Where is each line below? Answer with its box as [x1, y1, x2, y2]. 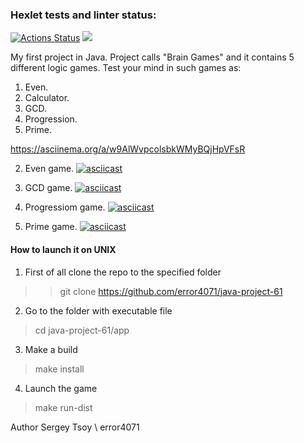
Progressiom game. [24, 201, 106, 213]
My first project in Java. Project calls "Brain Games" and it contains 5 [10, 51, 295, 63]
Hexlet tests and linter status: [10, 8, 157, 22]
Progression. [24, 113, 78, 125]
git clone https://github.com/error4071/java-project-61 [59, 285, 283, 297]
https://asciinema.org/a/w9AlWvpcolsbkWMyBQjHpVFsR [10, 143, 246, 155]
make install [34, 363, 85, 375]
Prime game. [24, 221, 78, 233]
